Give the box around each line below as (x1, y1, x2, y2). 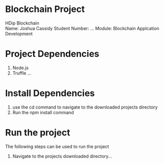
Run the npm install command (12, 109, 74, 115)
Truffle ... (12, 70, 31, 76)
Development (5, 30, 33, 36)
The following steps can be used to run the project (5, 143, 109, 149)
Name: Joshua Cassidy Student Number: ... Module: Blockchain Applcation (5, 25, 159, 31)
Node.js (12, 64, 29, 70)
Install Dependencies (5, 87, 95, 99)
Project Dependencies (5, 48, 99, 59)
